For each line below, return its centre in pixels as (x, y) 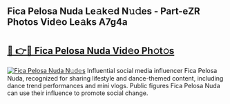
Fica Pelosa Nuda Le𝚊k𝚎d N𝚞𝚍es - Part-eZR (104, 11)
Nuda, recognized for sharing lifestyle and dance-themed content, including (115, 78)
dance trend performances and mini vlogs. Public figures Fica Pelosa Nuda (114, 86)
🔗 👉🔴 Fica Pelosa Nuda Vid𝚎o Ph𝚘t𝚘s (91, 51)
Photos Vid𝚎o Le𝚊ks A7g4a (67, 22)
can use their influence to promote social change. (78, 93)
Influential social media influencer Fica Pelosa (152, 71)
